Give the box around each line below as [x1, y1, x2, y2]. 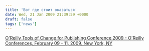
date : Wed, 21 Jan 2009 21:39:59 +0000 [5, 12, 89, 17]
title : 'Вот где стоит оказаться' [5, 7, 78, 12]
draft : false [5, 16, 33, 21]
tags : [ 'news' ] [5, 21, 37, 26]
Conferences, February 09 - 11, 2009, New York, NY [5, 40, 113, 46]
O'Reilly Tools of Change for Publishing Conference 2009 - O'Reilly [5, 35, 144, 41]
